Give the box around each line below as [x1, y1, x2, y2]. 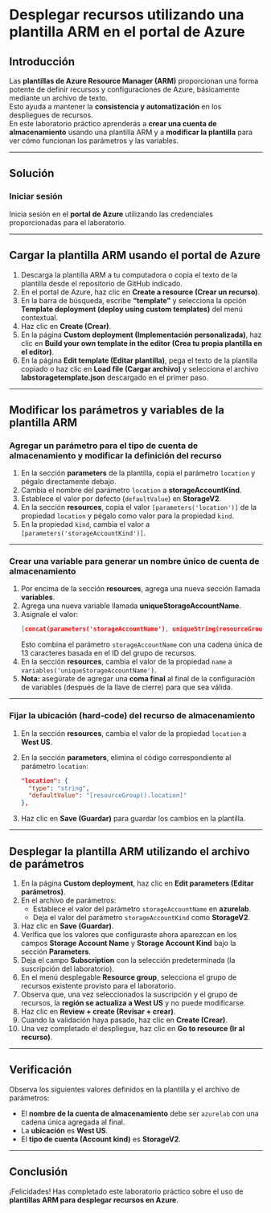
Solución [9, 167, 55, 180]
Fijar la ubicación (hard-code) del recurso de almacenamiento [9, 710, 256, 722]
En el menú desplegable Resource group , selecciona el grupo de [20, 972, 236, 982]
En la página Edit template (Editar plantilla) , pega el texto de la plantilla [20, 356, 258, 365]
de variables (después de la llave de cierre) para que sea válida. [20, 682, 233, 693]
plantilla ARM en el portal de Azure [9, 23, 245, 41]
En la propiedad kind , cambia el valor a [20, 520, 150, 529]
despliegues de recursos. [9, 110, 93, 120]
